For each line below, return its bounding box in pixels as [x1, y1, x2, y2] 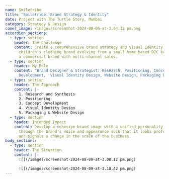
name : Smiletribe [5, 7, 42, 13]
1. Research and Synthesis [18, 92, 75, 97]
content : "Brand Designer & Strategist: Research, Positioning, [14, 68, 152, 73]
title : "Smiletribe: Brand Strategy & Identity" [5, 12, 109, 17]
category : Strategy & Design [5, 21, 66, 27]
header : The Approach [14, 82, 59, 87]
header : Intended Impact [14, 119, 66, 125]
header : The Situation [14, 148, 62, 153]
